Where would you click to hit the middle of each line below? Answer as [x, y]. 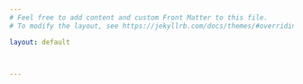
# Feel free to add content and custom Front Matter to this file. [139, 17]
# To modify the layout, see [64, 26]
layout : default [40, 42]
